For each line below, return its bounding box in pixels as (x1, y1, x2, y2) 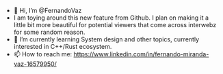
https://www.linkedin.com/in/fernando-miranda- (73, 50, 209, 58)
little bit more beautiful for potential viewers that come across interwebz (13, 21, 217, 29)
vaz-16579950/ (13, 60, 57, 68)
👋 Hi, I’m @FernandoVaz (13, 7, 82, 14)
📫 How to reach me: (13, 50, 73, 58)
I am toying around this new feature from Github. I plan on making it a (13, 14, 209, 22)
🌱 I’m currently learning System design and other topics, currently (13, 35, 200, 43)
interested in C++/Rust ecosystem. (13, 43, 112, 50)
